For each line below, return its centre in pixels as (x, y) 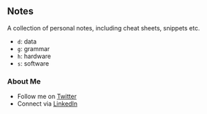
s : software (33, 63)
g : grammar (33, 48)
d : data (27, 41)
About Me (24, 81)
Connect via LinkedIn (47, 104)
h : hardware (34, 56)
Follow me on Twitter (47, 97)
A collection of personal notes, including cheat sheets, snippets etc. (103, 28)
